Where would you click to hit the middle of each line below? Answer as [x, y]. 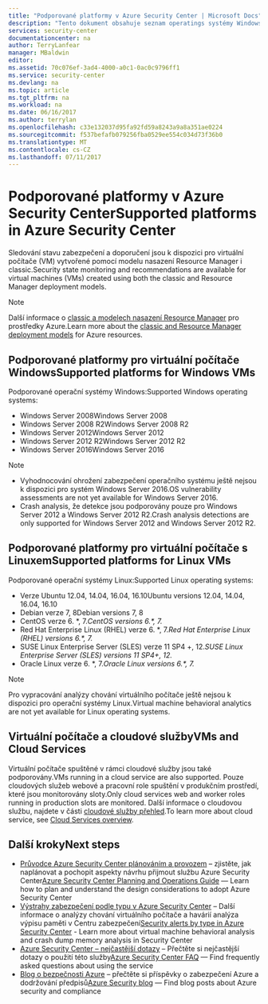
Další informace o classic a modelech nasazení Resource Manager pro [124, 318]
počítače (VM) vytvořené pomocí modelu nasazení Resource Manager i [125, 262]
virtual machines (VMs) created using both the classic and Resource [120, 278]
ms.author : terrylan [43, 120]
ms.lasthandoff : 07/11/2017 [55, 157]
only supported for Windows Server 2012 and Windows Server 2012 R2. [138, 523]
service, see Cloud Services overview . [71, 819]
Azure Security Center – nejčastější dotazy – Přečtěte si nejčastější [129, 949]
